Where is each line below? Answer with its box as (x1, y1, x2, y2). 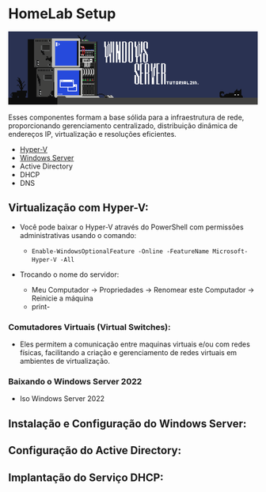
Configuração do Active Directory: (8, 444, 182, 457)
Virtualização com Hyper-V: (8, 201, 149, 214)
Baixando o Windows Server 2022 (8, 377, 142, 388)
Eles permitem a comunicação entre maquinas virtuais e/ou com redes (19, 339, 251, 349)
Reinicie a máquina (31, 293, 93, 303)
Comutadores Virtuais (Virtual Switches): (8, 321, 171, 332)
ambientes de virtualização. (19, 357, 111, 366)
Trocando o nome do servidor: (19, 270, 120, 279)
